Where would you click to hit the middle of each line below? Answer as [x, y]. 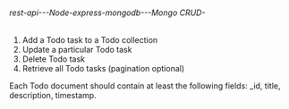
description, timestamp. [53, 96]
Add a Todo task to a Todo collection [90, 40]
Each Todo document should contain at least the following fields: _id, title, [145, 86]
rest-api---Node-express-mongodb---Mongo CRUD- [107, 13]
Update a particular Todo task [77, 50]
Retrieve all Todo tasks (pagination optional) [103, 69]
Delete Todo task [53, 59]
